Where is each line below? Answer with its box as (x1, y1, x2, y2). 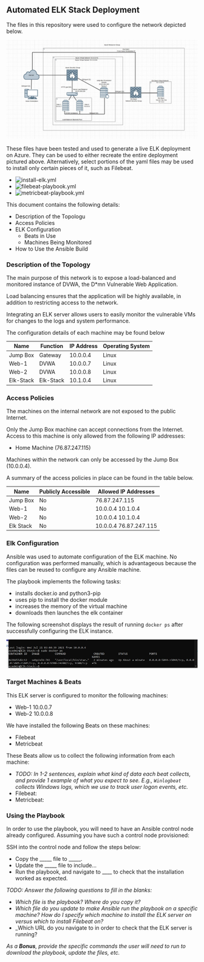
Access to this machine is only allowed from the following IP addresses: (6, 432, 186, 440)
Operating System (103, 343, 150, 350)
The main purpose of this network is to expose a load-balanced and (6, 274, 176, 281)
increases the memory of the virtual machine (15, 602, 127, 610)
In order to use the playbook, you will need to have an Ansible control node (6, 825, 194, 833)
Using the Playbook (6, 811, 65, 819)
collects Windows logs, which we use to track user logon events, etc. (15, 783, 188, 790)
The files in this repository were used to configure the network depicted (6, 21, 186, 28)
